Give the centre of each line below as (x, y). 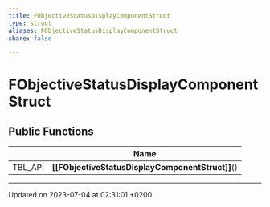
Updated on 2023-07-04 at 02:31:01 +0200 (80, 195)
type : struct (30, 23)
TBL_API (28, 168)
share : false (30, 38)
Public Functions (51, 131)
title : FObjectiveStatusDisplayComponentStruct (90, 16)
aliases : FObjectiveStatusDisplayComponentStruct (93, 30)
